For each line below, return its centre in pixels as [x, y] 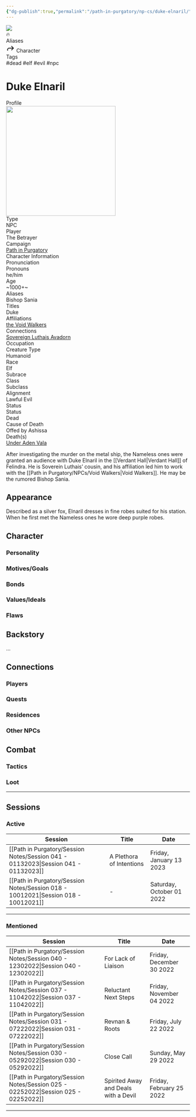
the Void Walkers [26, 324]
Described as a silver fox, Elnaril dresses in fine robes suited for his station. [96, 511]
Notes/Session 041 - [38, 856]
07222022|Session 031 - [45, 1029]
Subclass [17, 386]
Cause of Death [25, 424]
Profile [14, 102]
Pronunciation [23, 262]
